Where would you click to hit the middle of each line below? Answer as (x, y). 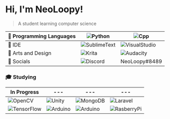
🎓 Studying (21, 77)
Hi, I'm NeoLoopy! (44, 9)
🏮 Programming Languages (42, 36)
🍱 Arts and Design (30, 53)
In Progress (25, 92)
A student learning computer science (57, 23)
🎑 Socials (19, 61)
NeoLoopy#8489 (141, 61)
